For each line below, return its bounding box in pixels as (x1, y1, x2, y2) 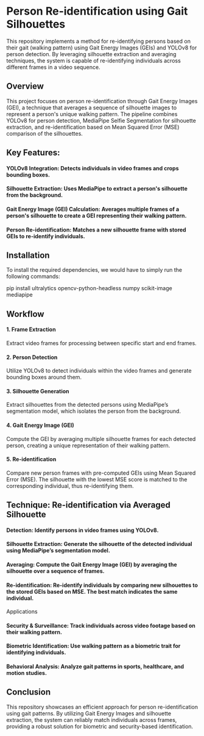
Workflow (6, 308, 44, 319)
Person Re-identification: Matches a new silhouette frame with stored (6, 226, 187, 233)
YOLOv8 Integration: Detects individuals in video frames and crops (6, 164, 179, 172)
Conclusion (6, 687, 51, 698)
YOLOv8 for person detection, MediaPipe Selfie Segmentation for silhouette (6, 117, 196, 124)
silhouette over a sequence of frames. (6, 567, 105, 575)
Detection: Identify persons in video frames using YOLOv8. (6, 526, 159, 534)
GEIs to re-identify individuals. (6, 232, 85, 239)
